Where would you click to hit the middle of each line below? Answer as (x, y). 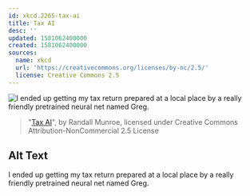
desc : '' (23, 30)
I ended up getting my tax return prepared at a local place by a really (121, 175)
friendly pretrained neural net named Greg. (79, 183)
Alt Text (28, 156)
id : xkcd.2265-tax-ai (44, 16)
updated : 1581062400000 (48, 38)
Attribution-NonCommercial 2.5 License (93, 130)
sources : (23, 53)
